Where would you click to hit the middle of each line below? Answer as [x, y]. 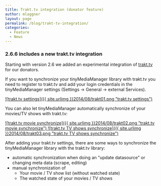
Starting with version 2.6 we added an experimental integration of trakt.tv [79, 64]
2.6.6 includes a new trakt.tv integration [54, 54]
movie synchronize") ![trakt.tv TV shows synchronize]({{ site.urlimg [73, 128]
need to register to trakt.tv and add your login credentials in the [69, 84]
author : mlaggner [23, 14]
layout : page [18, 19]
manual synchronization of [39, 168]
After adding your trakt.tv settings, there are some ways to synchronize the [81, 143]
